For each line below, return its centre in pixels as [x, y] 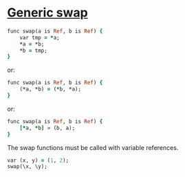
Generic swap [47, 13]
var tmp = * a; [40, 37]
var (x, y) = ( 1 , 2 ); [38, 160]
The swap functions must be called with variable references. [93, 147]
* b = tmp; [34, 50]
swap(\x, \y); [28, 167]
